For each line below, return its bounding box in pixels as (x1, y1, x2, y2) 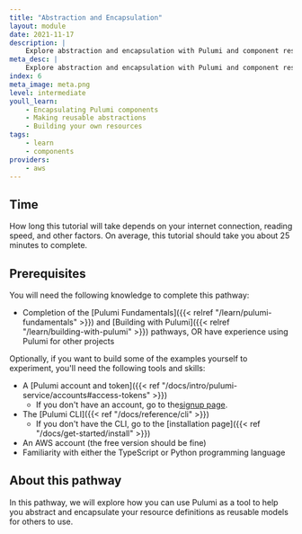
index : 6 (9, 72, 42, 81)
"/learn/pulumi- (215, 307, 272, 317)
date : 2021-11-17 (9, 30, 75, 39)
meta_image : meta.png (9, 80, 91, 89)
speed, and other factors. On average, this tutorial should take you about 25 (9, 230, 290, 241)
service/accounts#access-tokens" (22, 390, 151, 400)
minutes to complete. (9, 240, 88, 251)
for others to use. (9, 516, 74, 527)
